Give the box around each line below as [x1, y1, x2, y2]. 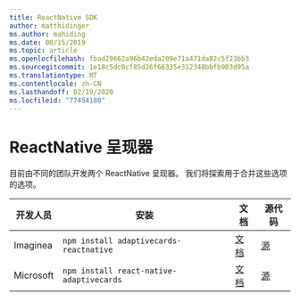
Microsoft [13, 269, 54, 281]
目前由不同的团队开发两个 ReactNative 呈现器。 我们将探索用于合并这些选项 [9, 168, 287, 179]
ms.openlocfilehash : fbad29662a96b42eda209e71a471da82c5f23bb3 [9, 54, 250, 63]
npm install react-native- [62, 266, 178, 276]
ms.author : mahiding [9, 29, 87, 38]
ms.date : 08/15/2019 [9, 37, 87, 47]
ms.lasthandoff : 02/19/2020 [9, 87, 114, 96]
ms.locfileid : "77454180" [9, 95, 105, 105]
